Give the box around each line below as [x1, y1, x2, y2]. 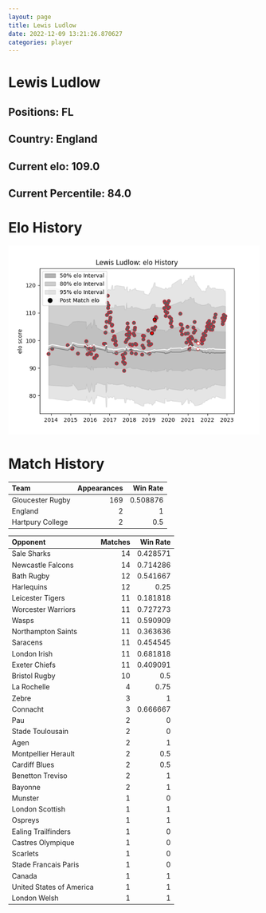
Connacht [11, 704, 44, 714]
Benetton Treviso [11, 771, 68, 780]
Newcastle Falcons [11, 560, 74, 570]
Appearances [76, 483, 123, 493]
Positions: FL [8, 105, 74, 119]
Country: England [8, 133, 98, 146]
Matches [100, 538, 131, 547]
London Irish [11, 649, 53, 658]
